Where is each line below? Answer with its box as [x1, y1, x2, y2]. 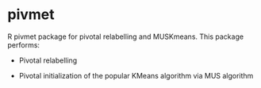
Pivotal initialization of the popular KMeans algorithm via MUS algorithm [18, 71, 254, 80]
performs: [7, 40, 40, 49]
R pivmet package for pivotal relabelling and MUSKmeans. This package [7, 32, 244, 41]
